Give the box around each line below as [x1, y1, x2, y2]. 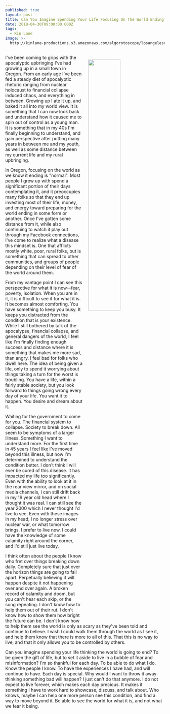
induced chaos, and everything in [5, 92, 75, 98]
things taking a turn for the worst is [5, 371, 78, 377]
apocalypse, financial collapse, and [5, 328, 79, 334]
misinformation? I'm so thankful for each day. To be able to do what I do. [5, 660, 156, 666]
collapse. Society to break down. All [5, 424, 80, 430]
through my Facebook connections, [5, 232, 79, 238]
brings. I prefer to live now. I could [5, 526, 76, 533]
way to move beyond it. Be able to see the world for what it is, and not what [5, 697, 162, 704]
